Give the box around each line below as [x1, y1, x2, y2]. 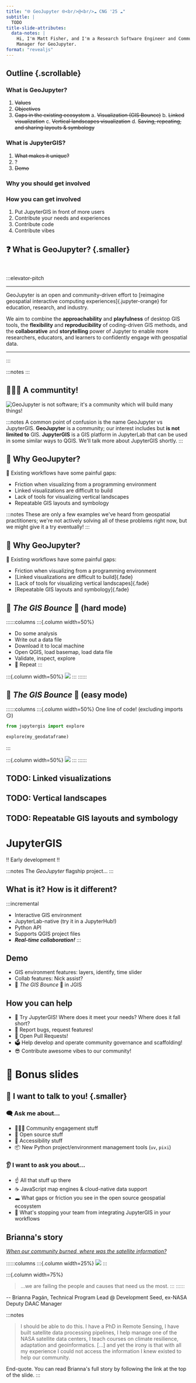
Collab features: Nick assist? [14, 975, 83, 982]
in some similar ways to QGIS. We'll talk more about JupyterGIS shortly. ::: [6, 437, 184, 444]
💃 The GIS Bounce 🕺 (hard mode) [6, 603, 127, 613]
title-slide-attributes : [6, 25, 66, 31]
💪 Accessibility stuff [14, 1137, 63, 1144]
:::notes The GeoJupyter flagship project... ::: [6, 867, 114, 874]
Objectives [14, 105, 41, 113]
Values [14, 99, 31, 106]
